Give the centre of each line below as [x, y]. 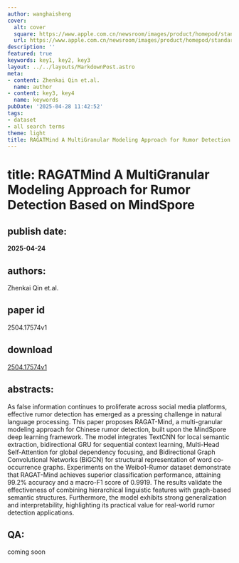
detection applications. [41, 512]
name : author [33, 87]
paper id [26, 310]
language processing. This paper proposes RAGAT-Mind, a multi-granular [115, 421]
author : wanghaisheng [39, 14]
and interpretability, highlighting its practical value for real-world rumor [111, 505]
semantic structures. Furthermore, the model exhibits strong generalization [117, 497]
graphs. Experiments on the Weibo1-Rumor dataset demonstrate [137, 467]
